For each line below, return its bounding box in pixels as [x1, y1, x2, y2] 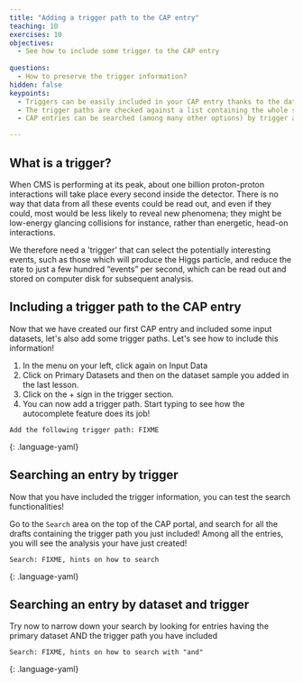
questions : [9, 64, 50, 73]
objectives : [9, 38, 54, 48]
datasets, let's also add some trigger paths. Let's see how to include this [9, 333, 279, 344]
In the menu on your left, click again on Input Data [22, 360, 208, 371]
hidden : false [9, 80, 63, 89]
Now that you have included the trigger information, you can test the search [9, 491, 291, 502]
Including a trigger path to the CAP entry [9, 300, 242, 315]
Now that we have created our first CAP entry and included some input [9, 323, 272, 334]
